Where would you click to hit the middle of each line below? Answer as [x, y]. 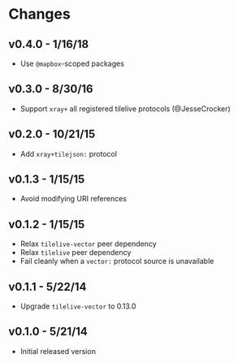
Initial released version [58, 351]
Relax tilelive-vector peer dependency [88, 244]
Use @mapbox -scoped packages [72, 63]
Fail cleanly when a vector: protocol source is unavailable [117, 261]
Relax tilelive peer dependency [76, 253]
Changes [39, 14]
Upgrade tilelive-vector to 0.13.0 [78, 306]
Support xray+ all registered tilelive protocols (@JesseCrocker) [125, 108]
